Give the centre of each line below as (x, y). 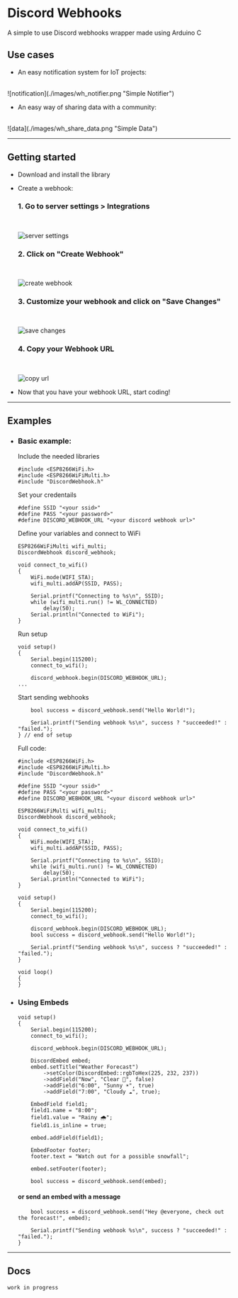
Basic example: (45, 441)
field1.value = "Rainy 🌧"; (72, 1117)
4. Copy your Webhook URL (66, 349)
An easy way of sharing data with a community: (87, 107)
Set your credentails (47, 495)
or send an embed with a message (69, 1197)
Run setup (33, 634)
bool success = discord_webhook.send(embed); (99, 1181)
